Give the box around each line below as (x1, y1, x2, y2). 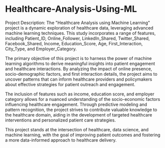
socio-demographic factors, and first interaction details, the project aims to (5, 71, 158, 77)
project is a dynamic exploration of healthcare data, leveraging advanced (5, 25, 154, 30)
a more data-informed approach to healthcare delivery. (5, 137, 117, 143)
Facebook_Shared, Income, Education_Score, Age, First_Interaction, (5, 40, 143, 46)
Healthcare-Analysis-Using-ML (5, 3, 137, 15)
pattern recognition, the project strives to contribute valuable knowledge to (5, 107, 158, 113)
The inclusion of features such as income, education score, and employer (5, 91, 155, 97)
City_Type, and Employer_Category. (5, 46, 77, 52)
